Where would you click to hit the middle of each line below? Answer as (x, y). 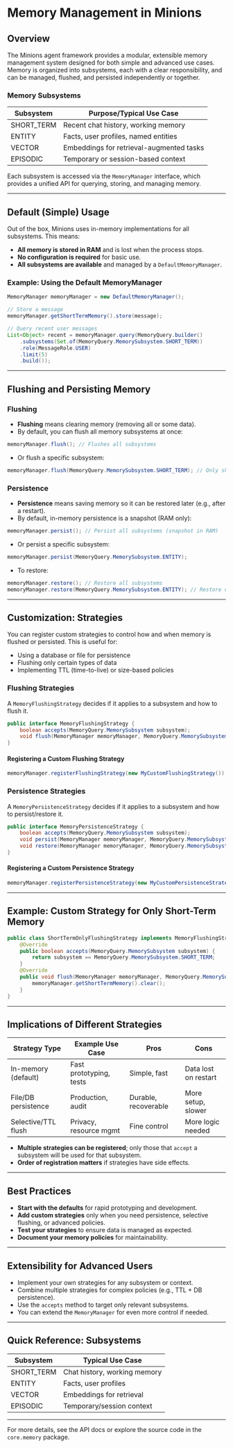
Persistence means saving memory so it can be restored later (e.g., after (121, 503)
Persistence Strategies (46, 792)
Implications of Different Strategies (85, 1024)
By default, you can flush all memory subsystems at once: (100, 431)
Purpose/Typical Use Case (134, 113)
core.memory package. (38, 1437)
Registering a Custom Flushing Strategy (66, 758)
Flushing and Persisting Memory (79, 389)
